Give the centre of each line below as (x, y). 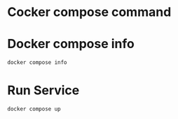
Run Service (43, 90)
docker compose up (34, 109)
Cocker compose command (89, 12)
